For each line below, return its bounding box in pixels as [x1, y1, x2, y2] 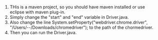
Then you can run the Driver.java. [9, 30, 77, 35]
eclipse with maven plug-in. [9, 9, 66, 15]
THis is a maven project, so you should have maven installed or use [9, 4, 145, 10]
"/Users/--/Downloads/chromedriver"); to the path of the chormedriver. [9, 25, 154, 30]
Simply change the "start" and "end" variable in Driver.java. [9, 14, 129, 20]
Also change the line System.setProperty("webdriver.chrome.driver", [9, 19, 148, 25]
